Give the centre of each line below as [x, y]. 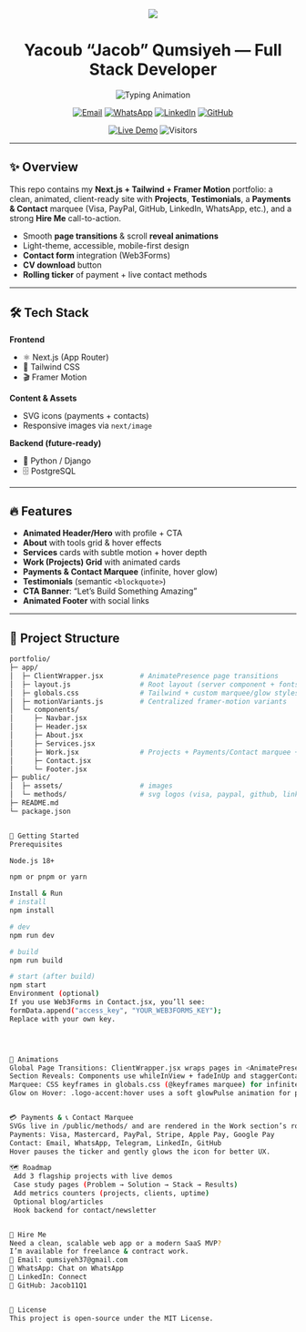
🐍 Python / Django [56, 461]
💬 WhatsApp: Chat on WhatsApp [67, 1269]
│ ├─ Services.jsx [52, 743]
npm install [32, 910]
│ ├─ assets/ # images [91, 786]
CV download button [62, 265]
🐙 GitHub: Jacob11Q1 [49, 1285]
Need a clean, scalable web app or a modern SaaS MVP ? [116, 1243]
